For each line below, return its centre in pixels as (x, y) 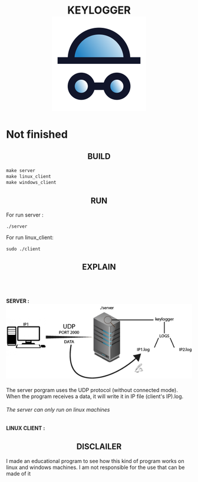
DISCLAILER (99, 447)
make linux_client (29, 177)
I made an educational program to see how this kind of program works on (95, 461)
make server (21, 171)
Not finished (37, 135)
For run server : (25, 215)
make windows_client (32, 183)
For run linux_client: (30, 237)
